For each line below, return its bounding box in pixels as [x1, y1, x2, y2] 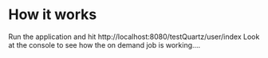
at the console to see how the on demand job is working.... [8, 40, 201, 49]
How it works [8, 6, 97, 24]
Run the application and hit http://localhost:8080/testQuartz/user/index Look [8, 32, 260, 41]
